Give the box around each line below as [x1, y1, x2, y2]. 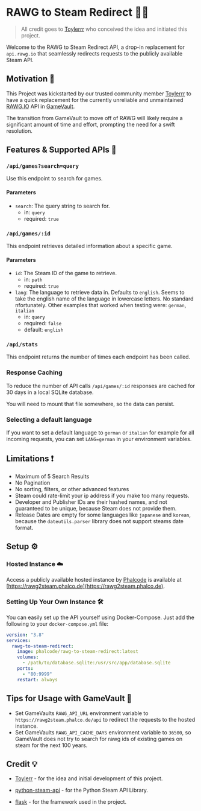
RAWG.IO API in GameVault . [6, 103, 75, 110]
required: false [23, 320, 62, 327]
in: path [23, 276, 43, 283]
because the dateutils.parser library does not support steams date [14, 517, 184, 524]
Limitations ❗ [6, 454, 54, 464]
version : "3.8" [6, 632, 45, 638]
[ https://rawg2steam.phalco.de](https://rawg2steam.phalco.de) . [6, 582, 165, 590]
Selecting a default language [6, 415, 92, 424]
